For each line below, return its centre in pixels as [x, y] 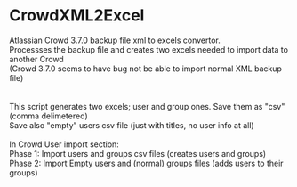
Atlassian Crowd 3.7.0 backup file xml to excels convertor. [115, 40]
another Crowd [36, 59]
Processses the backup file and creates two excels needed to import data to [149, 49]
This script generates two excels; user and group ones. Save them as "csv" [147, 106]
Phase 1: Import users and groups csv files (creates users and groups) [138, 153]
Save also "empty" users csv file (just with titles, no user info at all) [132, 125]
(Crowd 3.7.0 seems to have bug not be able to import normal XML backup [146, 69]
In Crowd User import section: [64, 144]
